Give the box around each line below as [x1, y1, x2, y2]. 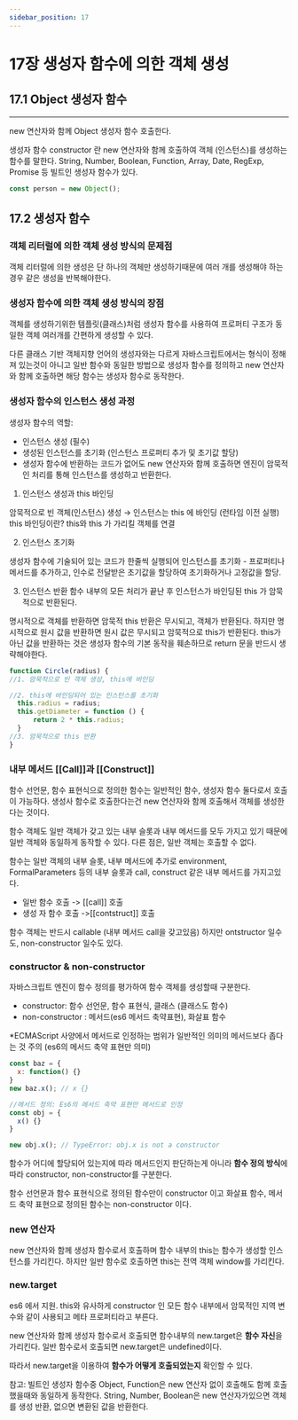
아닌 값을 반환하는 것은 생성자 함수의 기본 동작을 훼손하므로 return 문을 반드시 [9, 638, 278, 648]
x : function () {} [17, 1068, 82, 1077]
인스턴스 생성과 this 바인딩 [21, 488, 114, 498]
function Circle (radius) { [9, 666, 109, 675]
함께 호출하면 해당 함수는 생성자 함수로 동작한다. [18, 371, 184, 381]
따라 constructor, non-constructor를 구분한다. [9, 1169, 173, 1180]
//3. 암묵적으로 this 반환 [9, 732, 96, 741]
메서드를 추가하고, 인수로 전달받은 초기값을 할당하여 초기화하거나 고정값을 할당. [9, 567, 282, 577]
